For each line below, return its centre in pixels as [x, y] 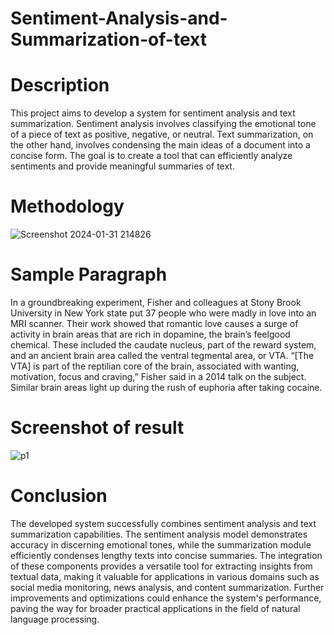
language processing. [55, 619]
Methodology [67, 206]
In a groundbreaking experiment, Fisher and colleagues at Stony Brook [156, 302]
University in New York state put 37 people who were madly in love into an [163, 313]
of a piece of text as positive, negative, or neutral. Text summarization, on [162, 134]
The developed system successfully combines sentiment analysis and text [163, 523]
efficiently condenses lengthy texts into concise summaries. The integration [166, 555]
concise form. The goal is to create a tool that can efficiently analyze [151, 156]
